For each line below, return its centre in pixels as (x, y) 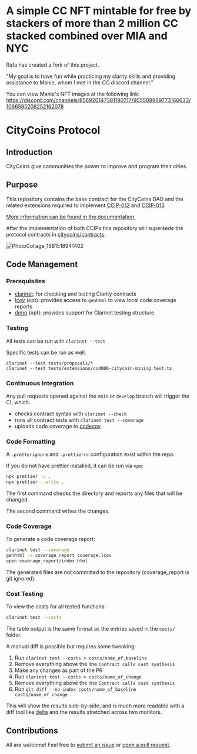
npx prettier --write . (35, 482)
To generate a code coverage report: (51, 539)
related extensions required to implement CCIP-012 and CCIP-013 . (86, 205)
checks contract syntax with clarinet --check (71, 414)
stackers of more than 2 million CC (92, 23)
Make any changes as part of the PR (59, 670)
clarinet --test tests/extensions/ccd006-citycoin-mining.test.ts (89, 368)
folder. (14, 635)
